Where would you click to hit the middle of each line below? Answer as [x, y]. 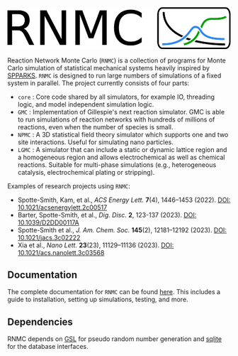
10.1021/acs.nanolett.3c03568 [61, 252]
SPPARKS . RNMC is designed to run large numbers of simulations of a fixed [114, 75]
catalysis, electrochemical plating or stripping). [86, 172]
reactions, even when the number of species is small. [95, 126]
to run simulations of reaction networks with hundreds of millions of [116, 119]
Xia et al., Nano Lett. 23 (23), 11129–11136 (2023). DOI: [96, 245]
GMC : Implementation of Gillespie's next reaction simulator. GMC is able [121, 112]
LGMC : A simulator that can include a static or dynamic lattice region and [122, 149]
